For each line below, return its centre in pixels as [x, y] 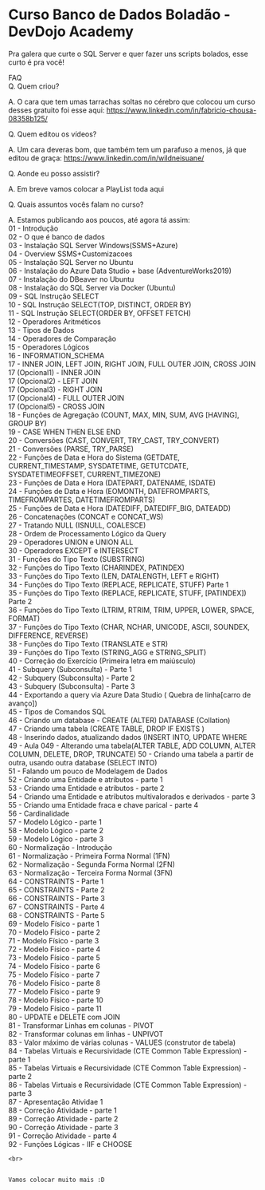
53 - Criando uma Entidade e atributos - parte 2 [86, 788]
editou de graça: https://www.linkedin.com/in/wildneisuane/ [106, 158]
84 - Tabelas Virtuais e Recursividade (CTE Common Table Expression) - [128, 1050]
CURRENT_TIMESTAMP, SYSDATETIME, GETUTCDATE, [99, 465]
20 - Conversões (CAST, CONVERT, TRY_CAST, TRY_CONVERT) [114, 440]
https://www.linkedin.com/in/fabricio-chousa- [181, 110]
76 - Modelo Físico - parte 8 [55, 982]
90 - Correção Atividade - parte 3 [63, 1127]
